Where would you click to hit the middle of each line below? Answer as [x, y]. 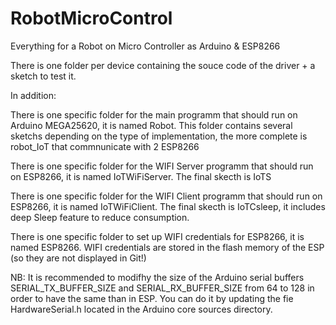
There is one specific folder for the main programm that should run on [154, 114]
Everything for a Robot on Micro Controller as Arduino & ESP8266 [145, 46]
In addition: [33, 95]
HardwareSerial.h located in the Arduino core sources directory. [141, 309]
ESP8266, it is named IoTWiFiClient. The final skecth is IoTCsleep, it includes [168, 206]
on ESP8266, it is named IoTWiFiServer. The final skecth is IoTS [141, 176]
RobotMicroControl [91, 18]
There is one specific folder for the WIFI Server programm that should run [162, 166]
